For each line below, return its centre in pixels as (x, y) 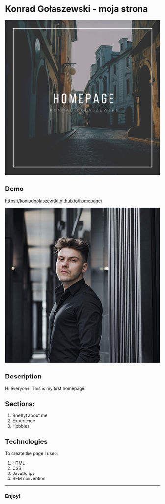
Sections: (20, 404)
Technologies (27, 441)
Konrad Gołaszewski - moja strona (77, 9)
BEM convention (29, 479)
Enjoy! (13, 496)
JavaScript (23, 473)
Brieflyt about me (30, 416)
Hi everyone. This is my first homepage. (45, 388)
